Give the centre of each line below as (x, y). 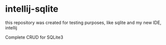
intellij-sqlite (32, 9)
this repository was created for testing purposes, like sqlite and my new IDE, (83, 22)
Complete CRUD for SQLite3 (34, 37)
